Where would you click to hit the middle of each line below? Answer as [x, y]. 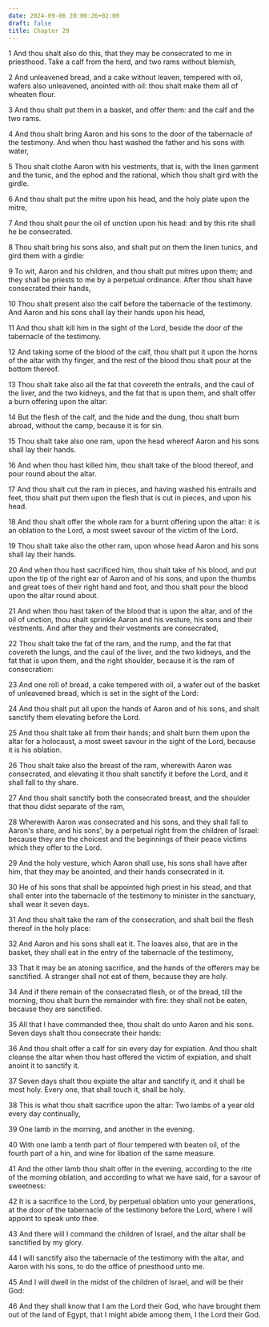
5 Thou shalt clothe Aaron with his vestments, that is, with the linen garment [133, 167]
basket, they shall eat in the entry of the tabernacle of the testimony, [121, 953]
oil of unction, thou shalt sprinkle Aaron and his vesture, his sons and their [130, 620]
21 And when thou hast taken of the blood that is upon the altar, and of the [131, 611]
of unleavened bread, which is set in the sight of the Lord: [103, 694]
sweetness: [27, 1186]
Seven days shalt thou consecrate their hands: [85, 1033]
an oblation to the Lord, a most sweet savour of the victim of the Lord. [123, 531]
